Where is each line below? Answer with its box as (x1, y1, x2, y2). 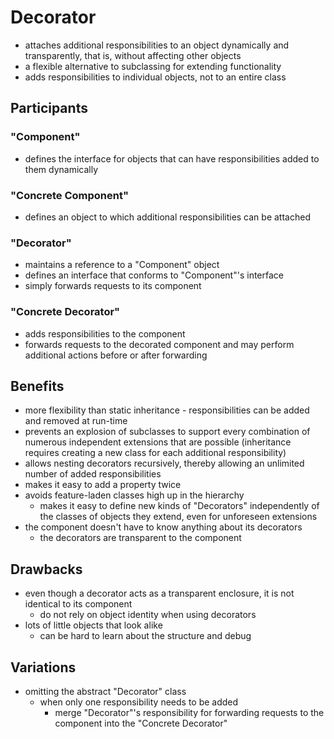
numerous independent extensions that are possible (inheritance (24, 436, 292, 448)
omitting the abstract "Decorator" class (24, 685, 187, 697)
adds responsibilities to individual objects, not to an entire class (24, 71, 287, 83)
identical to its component (24, 598, 133, 610)
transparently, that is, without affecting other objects (24, 49, 242, 61)
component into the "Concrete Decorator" (54, 717, 228, 729)
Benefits (10, 377, 65, 395)
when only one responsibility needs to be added (39, 696, 239, 708)
